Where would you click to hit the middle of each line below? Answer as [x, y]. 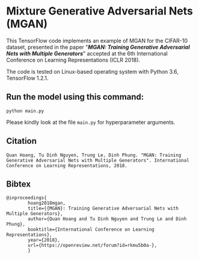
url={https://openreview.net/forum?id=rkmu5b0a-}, [93, 246]
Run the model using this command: [75, 97]
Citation [22, 141]
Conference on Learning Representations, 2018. [67, 165]
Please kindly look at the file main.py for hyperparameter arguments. [91, 122]
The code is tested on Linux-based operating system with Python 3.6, [93, 71]
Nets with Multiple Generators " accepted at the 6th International [87, 53]
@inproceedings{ [26, 198]
